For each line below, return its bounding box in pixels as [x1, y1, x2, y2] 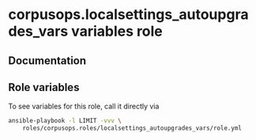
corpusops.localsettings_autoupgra [8, 6, 249, 24]
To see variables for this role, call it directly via [8, 101, 160, 112]
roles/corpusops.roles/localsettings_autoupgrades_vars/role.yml [22, 124, 243, 132]
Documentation [8, 54, 87, 67]
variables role [70, 22, 164, 40]
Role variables [8, 81, 80, 94]
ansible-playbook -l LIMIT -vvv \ [8, 117, 122, 125]
